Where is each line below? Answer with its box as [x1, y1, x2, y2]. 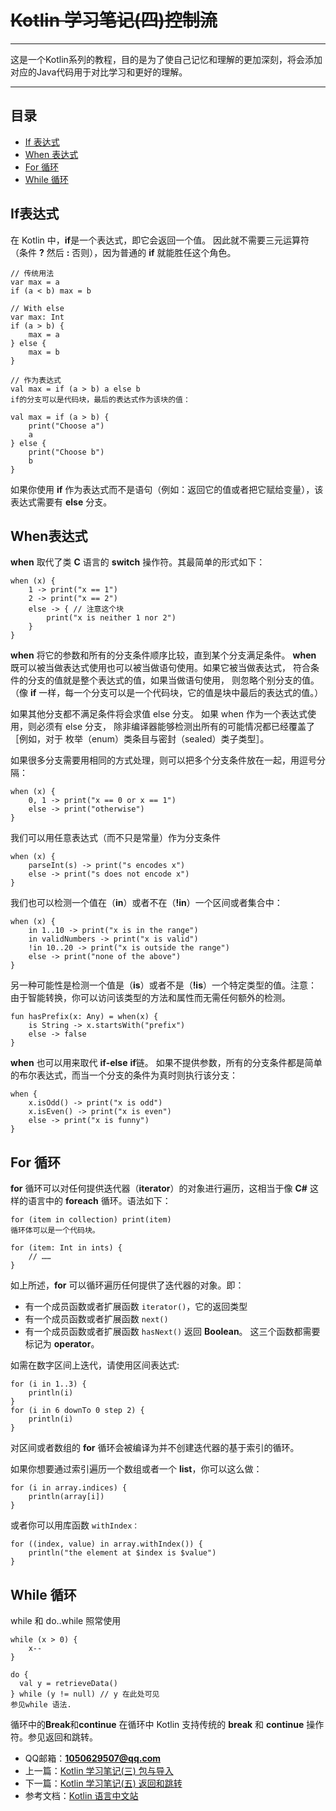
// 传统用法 [10, 268, 55, 278]
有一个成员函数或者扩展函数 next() [24, 1313, 169, 1325]
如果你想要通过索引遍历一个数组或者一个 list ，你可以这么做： [10, 1463, 263, 1475]
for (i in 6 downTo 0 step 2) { [10, 1406, 145, 1416]
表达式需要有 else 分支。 [10, 496, 113, 508]
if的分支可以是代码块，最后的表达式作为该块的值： [10, 394, 191, 405]
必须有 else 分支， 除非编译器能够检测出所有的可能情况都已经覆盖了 [36, 721, 315, 733]
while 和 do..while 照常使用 [10, 1615, 122, 1626]
